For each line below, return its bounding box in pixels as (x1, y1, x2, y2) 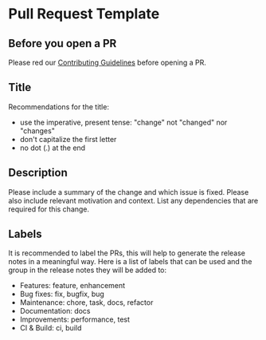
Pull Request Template (8, 5, 160, 23)
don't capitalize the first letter (19, 134, 117, 144)
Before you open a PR (8, 37, 117, 50)
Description (8, 166, 68, 180)
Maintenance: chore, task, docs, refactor (19, 298, 154, 307)
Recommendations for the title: (8, 101, 110, 112)
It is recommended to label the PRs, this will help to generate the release (8, 248, 245, 258)
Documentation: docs (19, 306, 91, 316)
